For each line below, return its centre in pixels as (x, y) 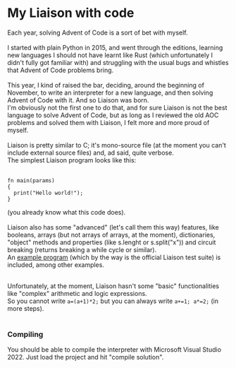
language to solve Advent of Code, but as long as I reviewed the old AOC (113, 115)
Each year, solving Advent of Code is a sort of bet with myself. (98, 32)
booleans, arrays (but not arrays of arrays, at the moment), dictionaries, (111, 235)
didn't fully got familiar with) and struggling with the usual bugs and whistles (118, 62)
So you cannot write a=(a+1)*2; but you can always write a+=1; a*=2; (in (113, 301)
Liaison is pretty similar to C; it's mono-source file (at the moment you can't (117, 145)
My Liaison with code (71, 13)
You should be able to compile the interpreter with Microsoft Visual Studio (114, 350)
